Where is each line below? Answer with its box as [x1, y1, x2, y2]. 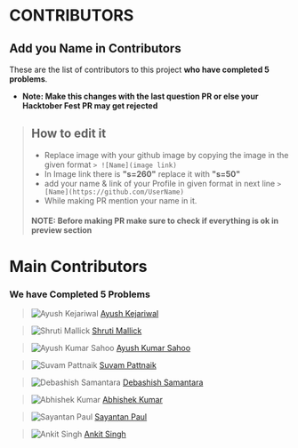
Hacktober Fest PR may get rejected [21, 100, 158, 111]
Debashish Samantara [123, 377, 204, 388]
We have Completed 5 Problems [9, 288, 151, 300]
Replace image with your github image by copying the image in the [44, 149, 289, 160]
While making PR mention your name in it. [44, 195, 197, 205]
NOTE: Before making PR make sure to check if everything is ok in [30, 215, 279, 227]
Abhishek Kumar [101, 394, 163, 404]
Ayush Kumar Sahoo [116, 342, 191, 353]
